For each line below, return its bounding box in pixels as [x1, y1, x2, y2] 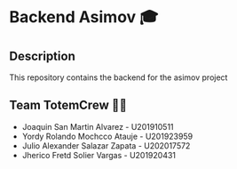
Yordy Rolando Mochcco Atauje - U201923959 [21, 131, 194, 141]
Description [9, 48, 75, 63]
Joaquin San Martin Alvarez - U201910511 [21, 121, 175, 132]
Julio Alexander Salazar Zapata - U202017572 [21, 140, 191, 151]
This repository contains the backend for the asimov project [9, 72, 228, 83]
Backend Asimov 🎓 [9, 7, 159, 28]
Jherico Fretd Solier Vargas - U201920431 [21, 149, 176, 160]
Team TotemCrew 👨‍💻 [9, 98, 128, 113]
